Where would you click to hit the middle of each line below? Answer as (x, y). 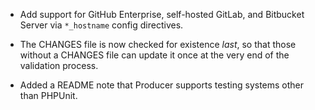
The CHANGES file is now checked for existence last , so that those (158, 44)
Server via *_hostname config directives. (101, 25)
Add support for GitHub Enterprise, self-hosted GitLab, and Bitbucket (162, 14)
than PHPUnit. (48, 95)
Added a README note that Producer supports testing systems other (162, 85)
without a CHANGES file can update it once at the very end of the (154, 55)
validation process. (59, 65)
